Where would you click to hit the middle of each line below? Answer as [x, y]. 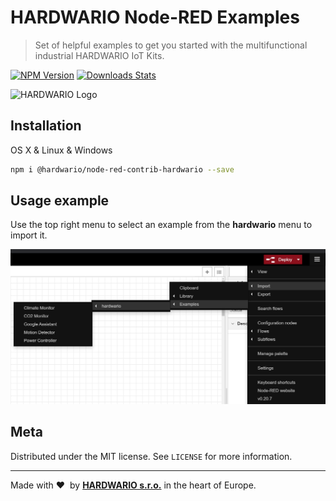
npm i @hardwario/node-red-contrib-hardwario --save [122, 169]
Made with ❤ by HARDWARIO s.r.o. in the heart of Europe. [133, 485]
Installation [46, 126]
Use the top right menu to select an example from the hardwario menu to [161, 225]
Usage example [60, 201]
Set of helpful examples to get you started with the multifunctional [171, 45]
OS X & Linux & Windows [61, 150]
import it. [29, 235]
